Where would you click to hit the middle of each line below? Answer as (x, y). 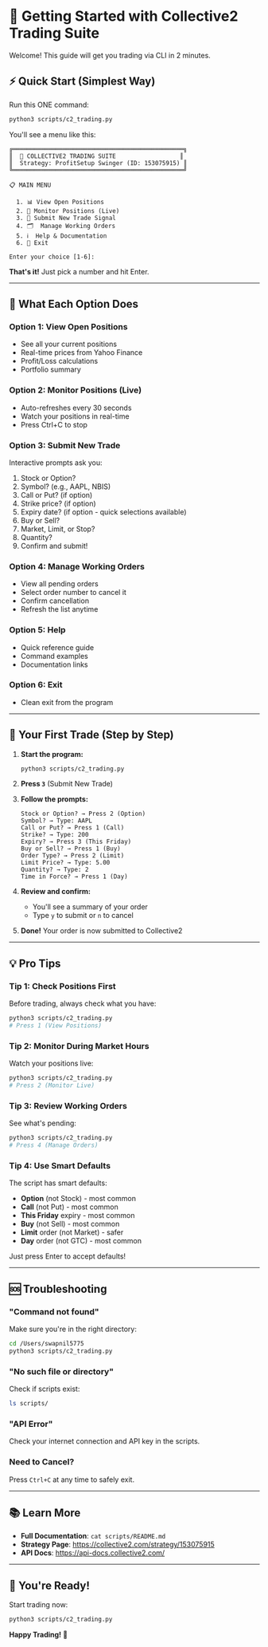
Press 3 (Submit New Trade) (67, 784)
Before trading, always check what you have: (83, 1003)
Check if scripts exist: (45, 1389)
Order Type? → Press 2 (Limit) (72, 856)
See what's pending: (43, 1123)
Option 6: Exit (36, 685)
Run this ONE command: (49, 104)
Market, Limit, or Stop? (58, 529)
